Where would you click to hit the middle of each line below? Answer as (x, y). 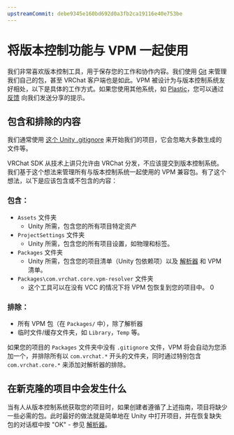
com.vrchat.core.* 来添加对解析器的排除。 (68, 364)
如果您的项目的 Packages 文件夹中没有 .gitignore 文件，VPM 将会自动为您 (114, 347)
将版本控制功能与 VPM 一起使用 (98, 50)
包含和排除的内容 (44, 121)
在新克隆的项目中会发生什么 (67, 389)
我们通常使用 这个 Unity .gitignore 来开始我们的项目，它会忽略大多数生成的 (115, 140)
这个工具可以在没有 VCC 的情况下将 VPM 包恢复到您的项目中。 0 (121, 287)
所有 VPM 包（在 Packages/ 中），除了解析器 (80, 323)
